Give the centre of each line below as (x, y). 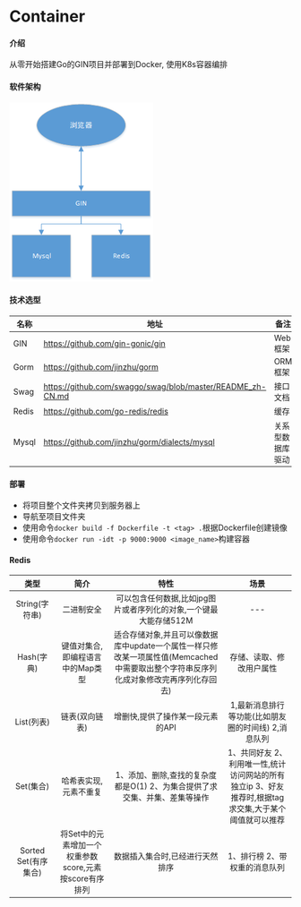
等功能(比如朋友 (257, 716)
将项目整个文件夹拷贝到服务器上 (81, 505)
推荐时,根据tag (258, 797)
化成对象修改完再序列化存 (162, 680)
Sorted (32, 850)
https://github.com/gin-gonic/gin (104, 343)
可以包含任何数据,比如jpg (162, 598)
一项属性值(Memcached (174, 657)
